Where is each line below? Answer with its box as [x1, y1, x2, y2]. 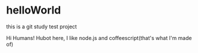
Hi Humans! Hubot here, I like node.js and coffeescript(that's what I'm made [6, 34, 192, 41]
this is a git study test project [6, 23, 77, 30]
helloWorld [6, 4, 61, 17]
